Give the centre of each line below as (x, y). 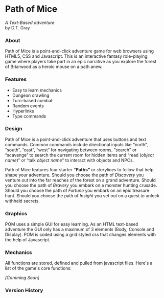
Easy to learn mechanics (37, 90)
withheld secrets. (23, 201)
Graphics (16, 213)
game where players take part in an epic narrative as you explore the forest (81, 62)
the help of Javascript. (28, 240)
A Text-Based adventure (30, 23)
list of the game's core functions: (38, 268)
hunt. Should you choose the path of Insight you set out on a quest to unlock (82, 195)
